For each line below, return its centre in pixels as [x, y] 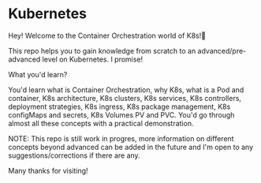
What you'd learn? [38, 74]
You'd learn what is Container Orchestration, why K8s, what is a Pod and [126, 90]
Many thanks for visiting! [48, 170]
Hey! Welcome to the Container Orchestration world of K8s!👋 [107, 35]
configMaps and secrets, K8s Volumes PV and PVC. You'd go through [121, 114]
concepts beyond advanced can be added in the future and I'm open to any [131, 147]
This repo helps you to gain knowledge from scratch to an [102, 50]
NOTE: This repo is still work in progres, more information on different [121, 138]
